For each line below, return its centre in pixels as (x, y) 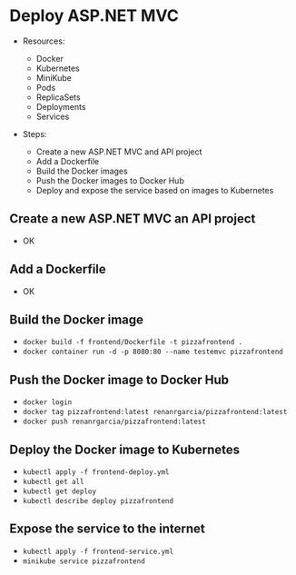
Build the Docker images (82, 171)
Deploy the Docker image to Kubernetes (125, 449)
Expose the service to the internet (108, 529)
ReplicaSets (58, 97)
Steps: (35, 134)
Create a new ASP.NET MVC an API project (133, 219)
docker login (47, 402)
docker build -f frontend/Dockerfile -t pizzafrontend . (133, 342)
